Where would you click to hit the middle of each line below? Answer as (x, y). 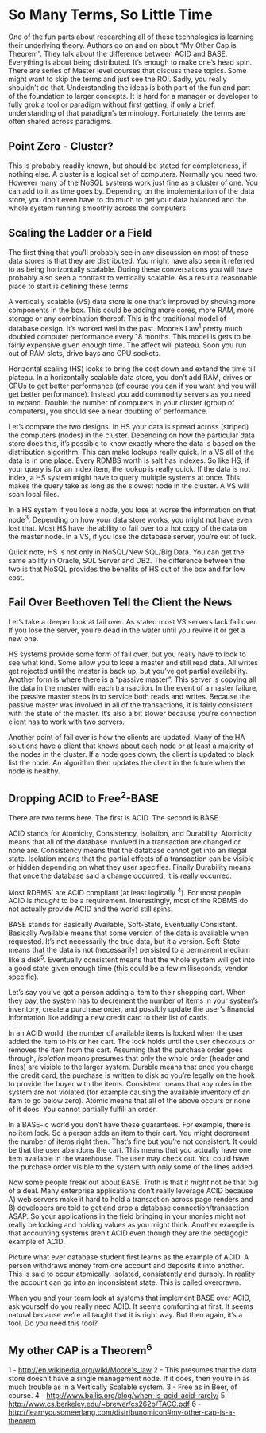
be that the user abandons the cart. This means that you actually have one (130, 1149)
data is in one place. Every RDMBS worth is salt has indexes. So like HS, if (129, 460)
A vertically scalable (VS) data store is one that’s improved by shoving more (132, 301)
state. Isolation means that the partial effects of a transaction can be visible (131, 859)
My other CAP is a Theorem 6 (80, 1349)
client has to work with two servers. (67, 722)
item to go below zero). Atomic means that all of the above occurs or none (129, 1100)
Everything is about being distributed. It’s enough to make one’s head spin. (130, 62)
